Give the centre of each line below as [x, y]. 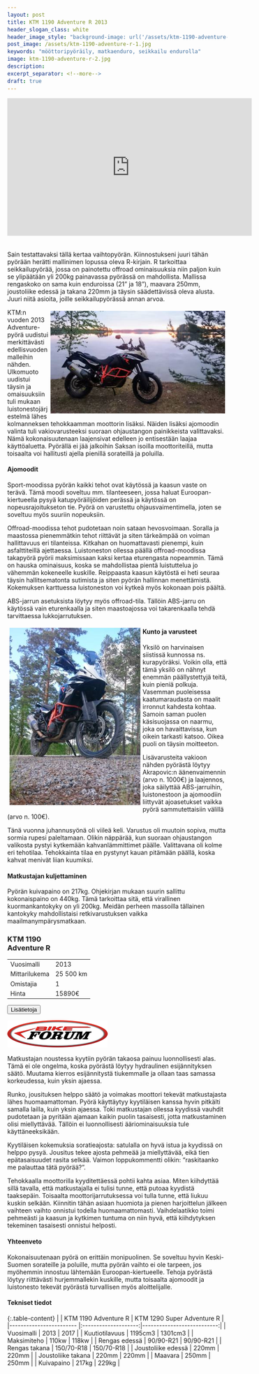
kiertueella [22, 499]
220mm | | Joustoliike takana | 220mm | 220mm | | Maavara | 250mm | [109, 1355]
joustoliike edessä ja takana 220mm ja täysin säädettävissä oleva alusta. [111, 291]
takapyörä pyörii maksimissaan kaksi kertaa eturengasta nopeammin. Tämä [115, 557]
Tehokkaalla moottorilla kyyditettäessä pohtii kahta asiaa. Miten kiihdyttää [113, 1181]
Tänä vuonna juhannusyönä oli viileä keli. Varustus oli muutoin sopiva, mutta [117, 830]
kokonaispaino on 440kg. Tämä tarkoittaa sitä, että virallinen [94, 899]
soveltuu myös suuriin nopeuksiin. [56, 514]
